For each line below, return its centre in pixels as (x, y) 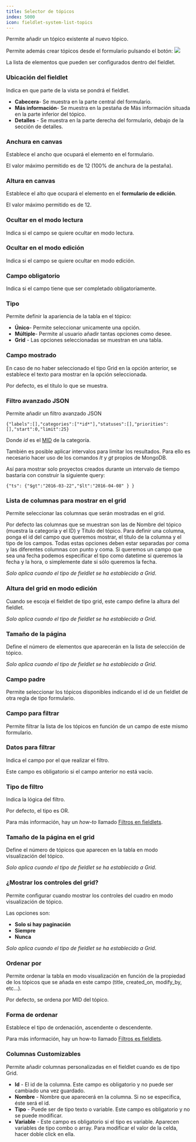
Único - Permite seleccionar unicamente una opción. (78, 327)
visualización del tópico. (35, 856)
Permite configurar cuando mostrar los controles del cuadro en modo (90, 895)
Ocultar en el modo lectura (45, 220)
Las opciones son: (28, 913)
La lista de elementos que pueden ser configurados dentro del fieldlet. (91, 63)
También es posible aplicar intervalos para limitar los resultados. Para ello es (98, 451)
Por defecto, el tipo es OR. (38, 811)
